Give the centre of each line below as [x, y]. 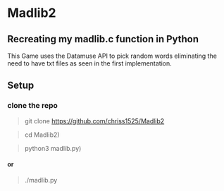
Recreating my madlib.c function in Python [103, 39]
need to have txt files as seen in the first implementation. [90, 63]
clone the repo [33, 106]
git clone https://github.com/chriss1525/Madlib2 [94, 121]
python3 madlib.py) [53, 148]
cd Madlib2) [42, 135]
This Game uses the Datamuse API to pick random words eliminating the [112, 56]
